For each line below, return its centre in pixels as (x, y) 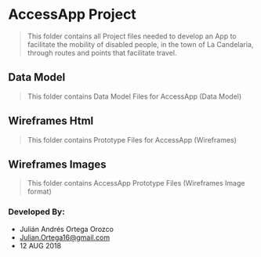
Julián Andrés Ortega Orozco (66, 229)
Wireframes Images (58, 164)
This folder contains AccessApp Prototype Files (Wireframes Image (136, 183)
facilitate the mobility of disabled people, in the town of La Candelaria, (140, 44)
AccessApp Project (72, 14)
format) (40, 192)
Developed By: (36, 212)
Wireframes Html (51, 121)
